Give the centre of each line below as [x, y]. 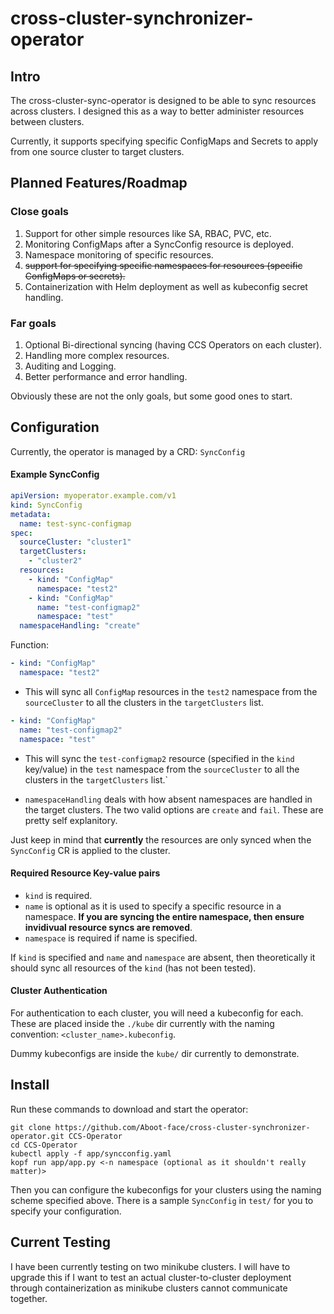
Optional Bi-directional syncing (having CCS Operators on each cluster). [173, 344]
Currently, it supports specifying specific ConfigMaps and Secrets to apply [164, 141]
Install [30, 1085]
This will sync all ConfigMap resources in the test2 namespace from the [171, 691]
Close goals [39, 212]
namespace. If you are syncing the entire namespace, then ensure [164, 916]
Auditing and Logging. [70, 366]
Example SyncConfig [55, 474]
